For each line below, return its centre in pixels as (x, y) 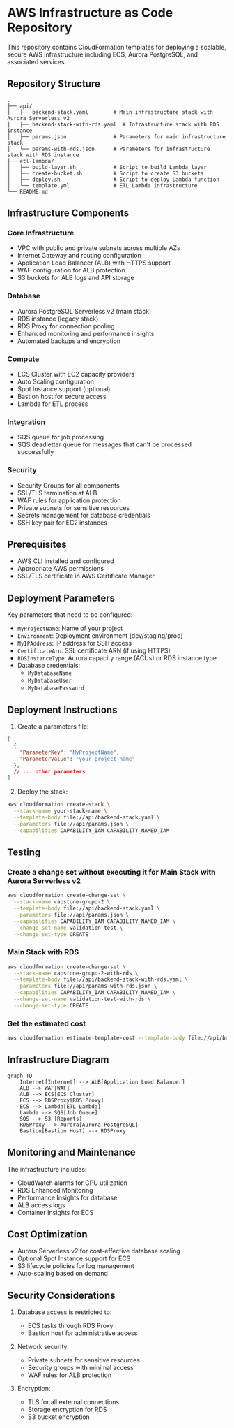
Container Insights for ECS (55, 1212)
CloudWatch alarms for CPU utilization (72, 1183)
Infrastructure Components (68, 213)
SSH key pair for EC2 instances (62, 523)
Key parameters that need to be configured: (70, 615)
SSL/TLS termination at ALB (57, 493)
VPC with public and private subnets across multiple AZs (99, 248)
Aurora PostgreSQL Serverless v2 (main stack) (84, 311)
